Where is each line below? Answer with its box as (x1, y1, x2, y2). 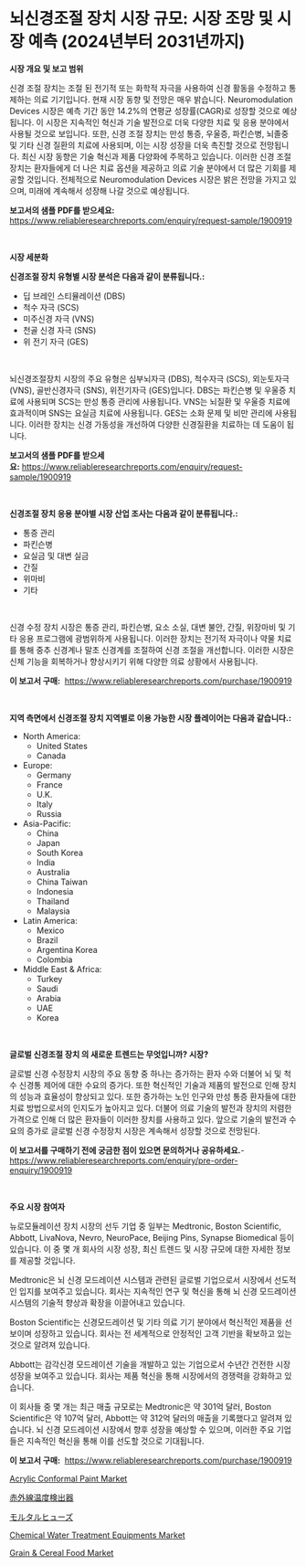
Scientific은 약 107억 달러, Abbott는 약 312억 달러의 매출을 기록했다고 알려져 (9, 1413, 283, 1424)
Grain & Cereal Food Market (9, 1547, 114, 1558)
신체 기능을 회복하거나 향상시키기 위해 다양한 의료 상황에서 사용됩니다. (9, 655, 259, 667)
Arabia (36, 992, 62, 1003)
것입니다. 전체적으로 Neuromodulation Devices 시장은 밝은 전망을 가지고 (26, 174, 288, 185)
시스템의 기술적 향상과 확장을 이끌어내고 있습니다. (9, 1297, 185, 1308)
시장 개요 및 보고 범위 (9, 63, 84, 74)
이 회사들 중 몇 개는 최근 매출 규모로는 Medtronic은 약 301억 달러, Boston (9, 1401, 272, 1412)
